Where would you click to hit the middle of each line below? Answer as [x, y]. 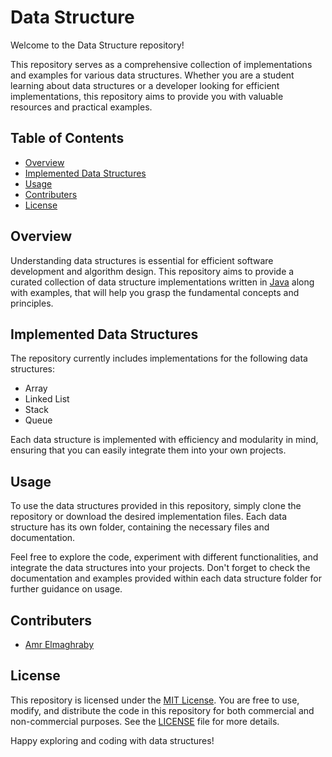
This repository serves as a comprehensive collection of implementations [161, 64]
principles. [32, 303]
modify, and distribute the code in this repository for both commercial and [162, 710]
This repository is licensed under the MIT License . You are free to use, [155, 700]
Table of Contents [67, 138]
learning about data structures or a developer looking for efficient [145, 85]
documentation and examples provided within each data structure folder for [166, 578]
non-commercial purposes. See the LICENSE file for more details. [145, 721]
